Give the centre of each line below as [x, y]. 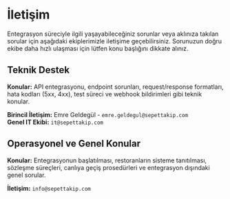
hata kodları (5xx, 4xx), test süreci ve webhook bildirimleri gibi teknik [105, 94]
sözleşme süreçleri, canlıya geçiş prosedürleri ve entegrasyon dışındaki [108, 167]
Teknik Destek [39, 70]
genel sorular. [27, 175]
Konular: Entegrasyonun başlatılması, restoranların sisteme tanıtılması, [107, 160]
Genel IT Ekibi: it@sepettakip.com [55, 122]
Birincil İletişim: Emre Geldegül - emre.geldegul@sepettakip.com [98, 114]
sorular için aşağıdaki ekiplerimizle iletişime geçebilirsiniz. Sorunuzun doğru [115, 41]
